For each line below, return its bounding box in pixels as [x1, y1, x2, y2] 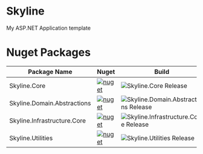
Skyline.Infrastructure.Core [9, 116, 86, 125]
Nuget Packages [6, 45, 91, 59]
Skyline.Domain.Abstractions [9, 99, 91, 107]
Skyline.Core [9, 81, 46, 90]
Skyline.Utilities [9, 133, 53, 142]
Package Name [28, 67, 72, 76]
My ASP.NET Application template [6, 24, 91, 32]
